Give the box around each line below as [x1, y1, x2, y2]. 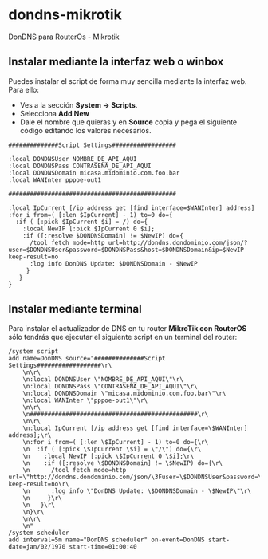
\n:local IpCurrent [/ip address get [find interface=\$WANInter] [22, 424, 248, 432]
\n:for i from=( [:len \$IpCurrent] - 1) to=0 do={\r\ [22, 438, 209, 446]
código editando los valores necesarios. [19, 125, 152, 135]
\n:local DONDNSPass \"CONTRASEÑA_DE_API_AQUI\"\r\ [22, 382, 198, 390]
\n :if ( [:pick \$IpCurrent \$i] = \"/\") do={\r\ [22, 445, 202, 453]
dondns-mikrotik [8, 6, 122, 24]
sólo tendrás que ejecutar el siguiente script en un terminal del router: [8, 332, 238, 341]
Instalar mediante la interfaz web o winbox [8, 55, 224, 69]
